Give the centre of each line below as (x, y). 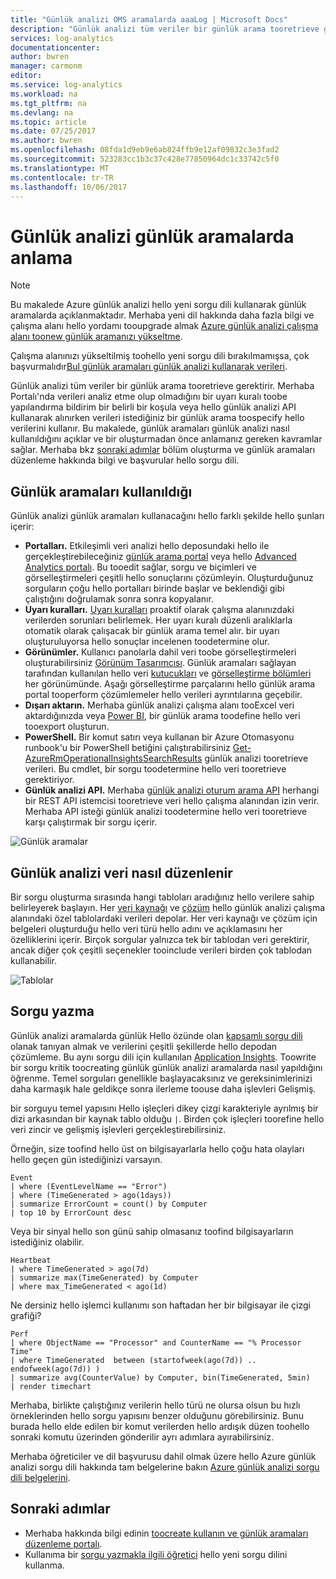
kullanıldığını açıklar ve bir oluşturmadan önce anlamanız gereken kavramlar (166, 439)
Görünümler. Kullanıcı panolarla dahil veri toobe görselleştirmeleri (160, 652)
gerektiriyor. (49, 780)
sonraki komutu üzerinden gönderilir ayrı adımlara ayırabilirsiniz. (142, 1437)
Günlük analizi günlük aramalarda (152, 236)
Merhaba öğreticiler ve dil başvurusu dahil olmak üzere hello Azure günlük (163, 1456)
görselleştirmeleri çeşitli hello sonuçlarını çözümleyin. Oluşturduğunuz (169, 578)
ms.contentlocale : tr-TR (62, 177)
